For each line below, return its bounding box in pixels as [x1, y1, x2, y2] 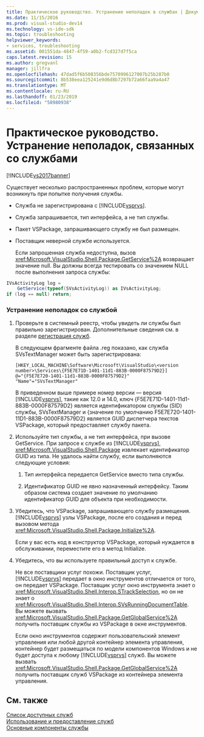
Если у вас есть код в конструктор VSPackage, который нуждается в [15, 539, 195, 546]
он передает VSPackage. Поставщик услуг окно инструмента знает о [15, 582, 195, 589]
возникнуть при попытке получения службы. [6, 190, 123, 197]
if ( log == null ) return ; [6, 292, 72, 298]
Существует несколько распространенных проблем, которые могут [6, 183, 184, 190]
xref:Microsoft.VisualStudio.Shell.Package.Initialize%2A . [15, 527, 156, 534]
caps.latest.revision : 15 [6, 54, 72, 60]
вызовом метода [15, 520, 59, 528]
